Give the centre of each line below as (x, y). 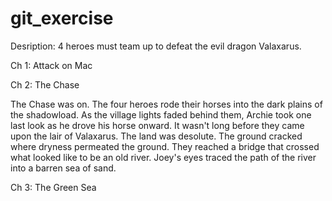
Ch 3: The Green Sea (53, 187)
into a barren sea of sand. (63, 168)
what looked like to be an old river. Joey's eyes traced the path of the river (163, 157)
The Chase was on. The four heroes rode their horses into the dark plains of (166, 104)
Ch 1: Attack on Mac (51, 65)
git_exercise (62, 18)
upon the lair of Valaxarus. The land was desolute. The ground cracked (156, 136)
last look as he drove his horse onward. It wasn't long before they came (157, 125)
